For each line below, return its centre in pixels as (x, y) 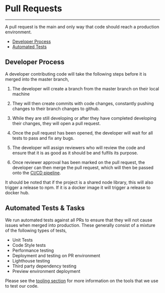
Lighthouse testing (31, 261)
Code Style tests (29, 245)
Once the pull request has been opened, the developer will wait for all (82, 133)
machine (21, 94)
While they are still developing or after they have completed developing (84, 118)
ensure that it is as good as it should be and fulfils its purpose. (75, 153)
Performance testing (33, 250)
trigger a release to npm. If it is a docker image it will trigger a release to (78, 187)
